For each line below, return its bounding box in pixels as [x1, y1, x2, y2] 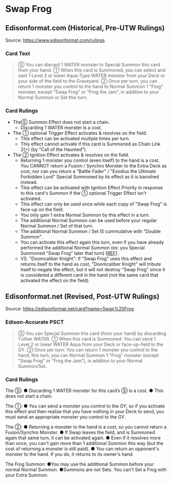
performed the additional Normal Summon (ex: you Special [20, 245, 145, 251]
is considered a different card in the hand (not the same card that [20, 272, 159, 278]
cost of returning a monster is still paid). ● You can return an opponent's [5, 445, 159, 452]
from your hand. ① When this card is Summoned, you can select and [17, 67, 166, 73]
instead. [20, 179, 37, 185]
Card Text [5, 50, 30, 57]
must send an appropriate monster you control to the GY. [5, 414, 126, 420]
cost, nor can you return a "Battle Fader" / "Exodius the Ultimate [20, 168, 157, 174]
